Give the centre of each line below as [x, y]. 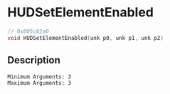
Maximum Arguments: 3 [39, 83]
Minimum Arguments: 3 [39, 77]
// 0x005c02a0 [28, 31]
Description [34, 60]
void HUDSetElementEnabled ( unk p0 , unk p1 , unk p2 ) [85, 38]
